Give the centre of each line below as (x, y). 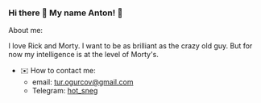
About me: (25, 31)
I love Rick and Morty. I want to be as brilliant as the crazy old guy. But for (130, 46)
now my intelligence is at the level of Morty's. (84, 55)
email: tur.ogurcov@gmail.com (83, 82)
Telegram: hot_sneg (65, 91)
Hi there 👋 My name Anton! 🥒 (66, 13)
